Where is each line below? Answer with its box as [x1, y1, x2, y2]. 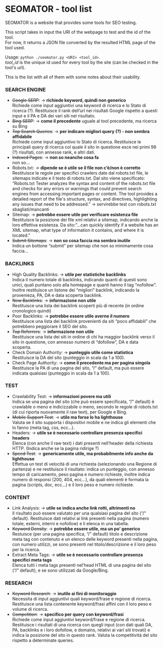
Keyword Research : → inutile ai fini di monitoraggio [12, 591, 117, 597]
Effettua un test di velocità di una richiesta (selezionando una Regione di [12, 461, 157, 467]
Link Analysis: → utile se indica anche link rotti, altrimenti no [12, 505, 135, 511]
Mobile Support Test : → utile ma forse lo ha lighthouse [12, 414, 123, 420]
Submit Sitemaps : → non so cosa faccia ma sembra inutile [12, 238, 130, 244]
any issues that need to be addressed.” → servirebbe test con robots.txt [12, 201, 157, 207]
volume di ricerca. [12, 606, 49, 612]
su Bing [12, 123, 28, 129]
